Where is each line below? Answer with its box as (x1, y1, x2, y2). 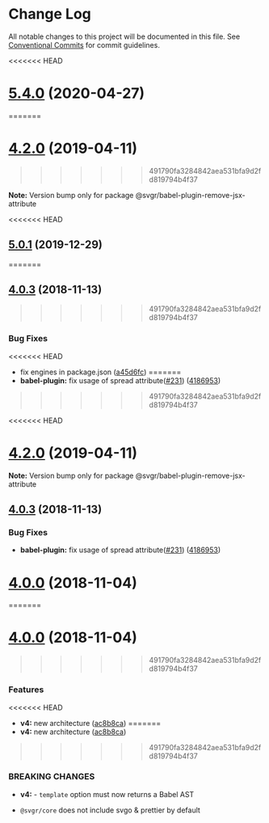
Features (8, 684, 44, 695)
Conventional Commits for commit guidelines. (8, 40, 160, 49)
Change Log (8, 5, 91, 23)
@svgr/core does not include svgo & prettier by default (19, 805, 200, 815)
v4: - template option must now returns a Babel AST (19, 789, 195, 799)
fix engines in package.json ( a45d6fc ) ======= (19, 367, 182, 377)
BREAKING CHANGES (8, 771, 95, 783)
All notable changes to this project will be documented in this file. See (8, 32, 241, 41)
